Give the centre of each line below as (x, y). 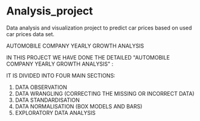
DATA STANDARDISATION (47, 100)
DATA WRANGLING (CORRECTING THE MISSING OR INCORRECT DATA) (105, 93)
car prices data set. (31, 34)
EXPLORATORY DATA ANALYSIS (55, 113)
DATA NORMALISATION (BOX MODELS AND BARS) (79, 106)
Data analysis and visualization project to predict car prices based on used (99, 28)
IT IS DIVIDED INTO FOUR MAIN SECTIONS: (61, 75)
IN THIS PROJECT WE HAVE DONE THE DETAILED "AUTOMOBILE (88, 57)
